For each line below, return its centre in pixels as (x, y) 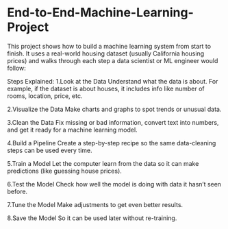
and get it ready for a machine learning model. (73, 130)
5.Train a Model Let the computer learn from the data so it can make (103, 163)
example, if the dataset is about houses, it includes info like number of (106, 88)
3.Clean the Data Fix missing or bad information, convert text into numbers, (113, 122)
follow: (16, 68)
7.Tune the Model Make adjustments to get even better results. (95, 204)
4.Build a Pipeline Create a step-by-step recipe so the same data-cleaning (112, 143)
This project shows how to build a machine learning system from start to (109, 46)
